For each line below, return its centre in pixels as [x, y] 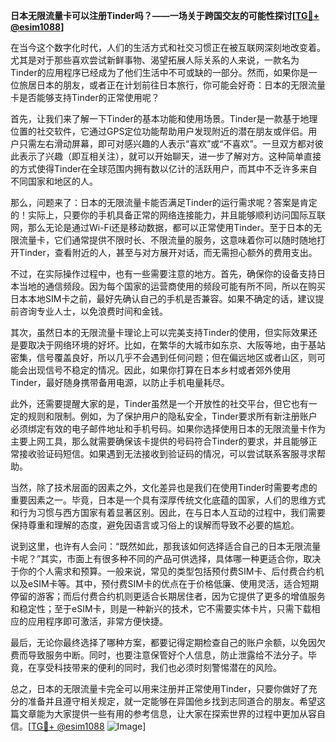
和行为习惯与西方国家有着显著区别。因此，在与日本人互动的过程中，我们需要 [168, 512]
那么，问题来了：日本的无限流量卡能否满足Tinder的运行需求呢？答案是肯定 [164, 202]
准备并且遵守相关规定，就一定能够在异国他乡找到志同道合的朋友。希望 [172, 701]
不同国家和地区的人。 [54, 181]
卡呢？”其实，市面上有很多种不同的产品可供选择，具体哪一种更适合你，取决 [166, 558]
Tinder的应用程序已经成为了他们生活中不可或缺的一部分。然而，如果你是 [159, 72]
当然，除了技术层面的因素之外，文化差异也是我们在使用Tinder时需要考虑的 [164, 487]
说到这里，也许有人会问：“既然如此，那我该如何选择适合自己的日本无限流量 [166, 546]
